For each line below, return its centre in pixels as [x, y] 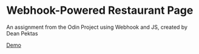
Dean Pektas [22, 33]
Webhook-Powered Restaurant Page [100, 10]
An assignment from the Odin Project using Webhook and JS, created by [97, 27]
